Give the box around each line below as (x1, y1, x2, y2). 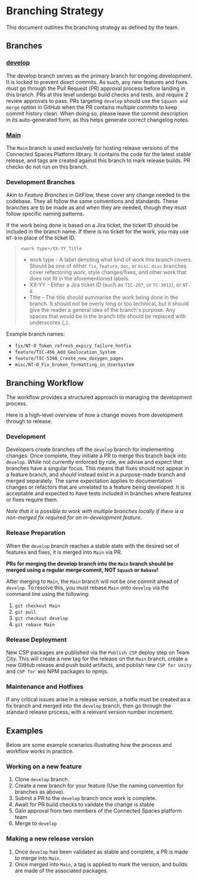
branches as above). (14, 788, 65, 795)
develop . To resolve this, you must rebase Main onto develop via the (6, 584, 170, 591)
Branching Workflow (6, 378, 84, 388)
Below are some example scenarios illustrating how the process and (6, 742, 172, 749)
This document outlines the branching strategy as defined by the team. (6, 24, 179, 31)
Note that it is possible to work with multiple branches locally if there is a (6, 508, 184, 515)
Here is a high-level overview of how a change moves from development (6, 411, 183, 418)
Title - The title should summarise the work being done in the (29, 294, 178, 301)
